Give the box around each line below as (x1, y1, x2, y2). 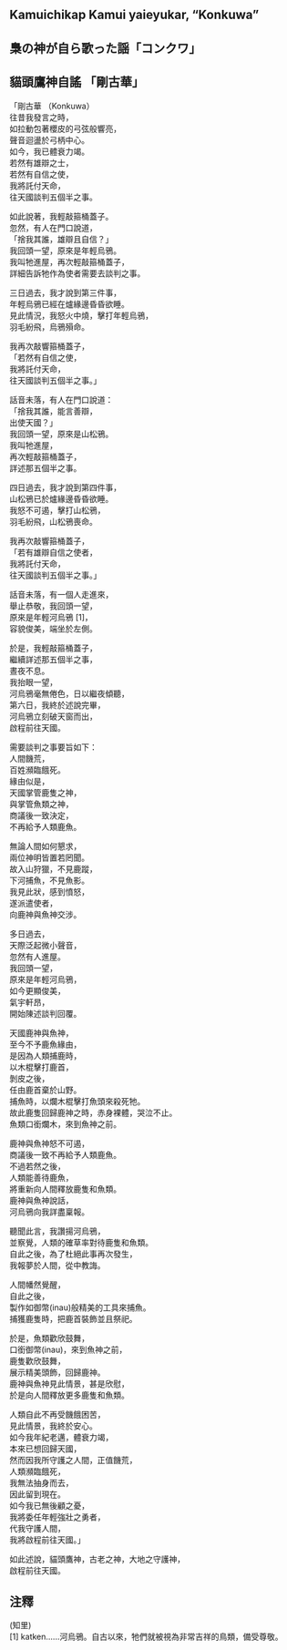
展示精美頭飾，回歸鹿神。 (9, 1367, 106, 1378)
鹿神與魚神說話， (9, 1194, 74, 1205)
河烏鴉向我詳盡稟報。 (9, 1206, 89, 1217)
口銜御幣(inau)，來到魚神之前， (9, 1344, 128, 1355)
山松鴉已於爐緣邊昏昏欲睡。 (9, 493, 114, 504)
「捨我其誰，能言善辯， (9, 405, 97, 416)
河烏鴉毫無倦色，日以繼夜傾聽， (9, 688, 129, 699)
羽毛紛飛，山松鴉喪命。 (9, 516, 97, 527)
